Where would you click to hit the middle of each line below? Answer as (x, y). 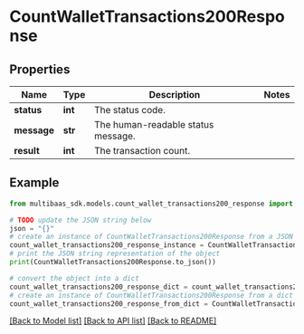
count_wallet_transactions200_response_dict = (99, 287)
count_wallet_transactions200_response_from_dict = (109, 304)
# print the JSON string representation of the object (115, 254)
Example (34, 183)
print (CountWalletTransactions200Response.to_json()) (113, 262)
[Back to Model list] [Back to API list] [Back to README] (113, 321)
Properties (40, 69)
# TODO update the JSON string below (81, 220)
